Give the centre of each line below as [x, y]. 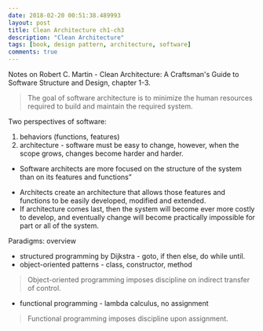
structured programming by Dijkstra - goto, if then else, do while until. [132, 256]
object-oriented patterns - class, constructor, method [106, 265]
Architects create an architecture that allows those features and [122, 192]
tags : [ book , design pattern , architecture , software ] [100, 45]
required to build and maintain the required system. [110, 106]
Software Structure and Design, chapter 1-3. [79, 83]
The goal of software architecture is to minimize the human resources [140, 98]
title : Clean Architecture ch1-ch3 [66, 30]
